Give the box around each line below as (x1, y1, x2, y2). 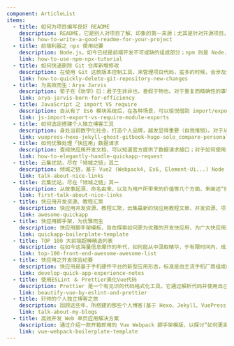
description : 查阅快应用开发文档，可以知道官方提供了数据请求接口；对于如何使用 (19, 146, 226, 153)
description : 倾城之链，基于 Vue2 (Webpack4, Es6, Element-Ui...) (19, 165, 209, 173)
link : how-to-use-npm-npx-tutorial (19, 56, 123, 63)
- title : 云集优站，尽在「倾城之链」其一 (13, 179, 119, 186)
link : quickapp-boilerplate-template (19, 231, 129, 238)
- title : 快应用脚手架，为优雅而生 (13, 218, 104, 225)
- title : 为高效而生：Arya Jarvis (13, 82, 107, 89)
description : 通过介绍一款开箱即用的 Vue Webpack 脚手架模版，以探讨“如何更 (19, 322, 224, 329)
